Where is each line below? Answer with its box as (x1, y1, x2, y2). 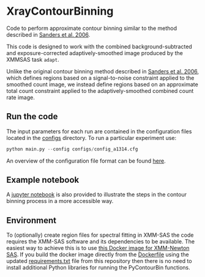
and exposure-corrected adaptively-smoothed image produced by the (6, 49, 184, 56)
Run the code (6, 111, 58, 122)
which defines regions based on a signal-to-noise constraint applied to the (6, 74, 195, 81)
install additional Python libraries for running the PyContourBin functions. (6, 264, 191, 271)
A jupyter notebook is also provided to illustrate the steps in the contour (6, 191, 187, 198)
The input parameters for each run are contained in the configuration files (6, 127, 192, 135)
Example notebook (6, 175, 80, 185)
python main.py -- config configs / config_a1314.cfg (6, 146, 138, 152)
